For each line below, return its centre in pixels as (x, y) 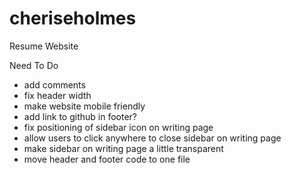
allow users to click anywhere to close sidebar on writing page (152, 138)
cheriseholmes (73, 18)
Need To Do (34, 65)
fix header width (57, 95)
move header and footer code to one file (107, 159)
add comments (54, 84)
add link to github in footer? (80, 116)
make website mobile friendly (84, 106)
